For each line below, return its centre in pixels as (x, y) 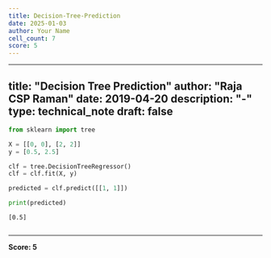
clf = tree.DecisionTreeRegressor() (70, 166)
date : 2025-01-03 (38, 23)
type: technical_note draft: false (91, 111)
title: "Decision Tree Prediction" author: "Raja (125, 86)
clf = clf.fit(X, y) (43, 174)
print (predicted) (38, 203)
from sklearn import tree (52, 130)
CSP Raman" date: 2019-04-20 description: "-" (130, 99)
